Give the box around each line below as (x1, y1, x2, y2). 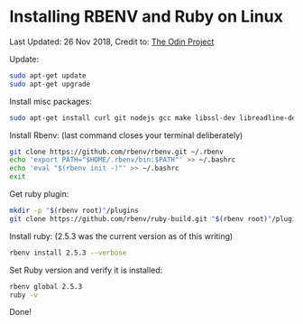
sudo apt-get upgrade (9, 79, 91, 88)
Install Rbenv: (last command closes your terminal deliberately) (9, 129, 243, 141)
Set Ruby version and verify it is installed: (9, 264, 163, 275)
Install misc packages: (9, 96, 92, 106)
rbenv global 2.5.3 (9, 282, 83, 291)
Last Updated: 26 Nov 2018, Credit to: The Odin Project (9, 36, 215, 47)
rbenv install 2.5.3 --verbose (9, 248, 127, 257)
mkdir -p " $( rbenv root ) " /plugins (9, 206, 140, 216)
